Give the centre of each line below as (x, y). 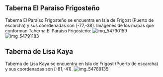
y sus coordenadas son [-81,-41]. (39, 69)
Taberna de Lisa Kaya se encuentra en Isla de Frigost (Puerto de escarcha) (82, 64)
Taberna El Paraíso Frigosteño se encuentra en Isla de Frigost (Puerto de (80, 20)
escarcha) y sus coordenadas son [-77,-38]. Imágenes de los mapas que (80, 25)
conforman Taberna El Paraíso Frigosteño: (48, 31)
